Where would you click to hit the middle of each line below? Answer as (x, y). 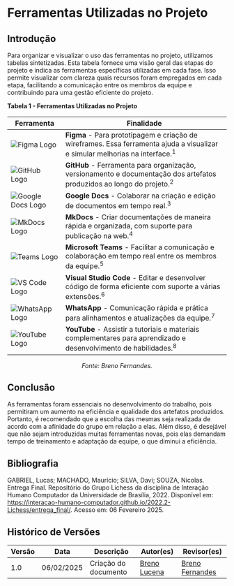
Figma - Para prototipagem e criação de (132, 135)
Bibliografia (33, 463)
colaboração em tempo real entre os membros (141, 256)
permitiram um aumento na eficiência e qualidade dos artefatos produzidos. (116, 412)
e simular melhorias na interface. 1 (120, 153)
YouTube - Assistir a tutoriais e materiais (132, 330)
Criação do (108, 564)
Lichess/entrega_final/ (39, 510)
